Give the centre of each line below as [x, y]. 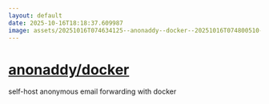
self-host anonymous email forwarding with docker [92, 91]
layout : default [35, 15]
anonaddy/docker [69, 69]
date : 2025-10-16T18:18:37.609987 [66, 23]
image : [19, 30]
